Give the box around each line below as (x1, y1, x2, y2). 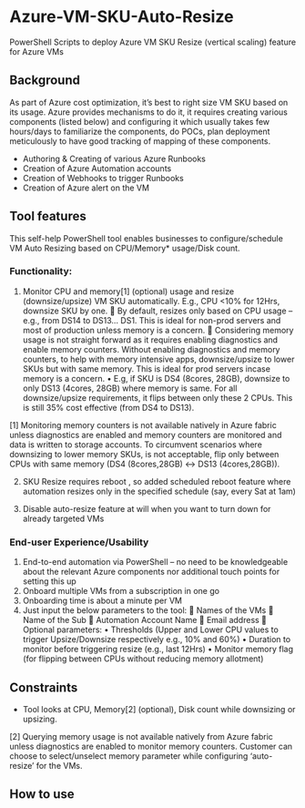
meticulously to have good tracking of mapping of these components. (9, 135, 271, 147)
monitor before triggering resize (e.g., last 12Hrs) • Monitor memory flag (22, 644, 294, 655)
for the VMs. (36, 760, 83, 771)
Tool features (9, 209, 86, 224)
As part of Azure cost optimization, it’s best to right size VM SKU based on (9, 97, 289, 107)
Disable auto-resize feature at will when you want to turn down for (22, 503, 271, 514)
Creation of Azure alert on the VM (22, 182, 150, 193)
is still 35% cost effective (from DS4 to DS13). (22, 402, 195, 413)
